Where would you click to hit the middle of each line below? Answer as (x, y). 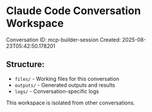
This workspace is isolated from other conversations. (71, 103)
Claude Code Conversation (74, 11)
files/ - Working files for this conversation (67, 78)
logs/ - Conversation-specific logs (57, 91)
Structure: (25, 65)
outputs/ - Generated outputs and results (65, 85)
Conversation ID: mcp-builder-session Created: (64, 39)
